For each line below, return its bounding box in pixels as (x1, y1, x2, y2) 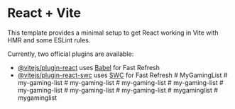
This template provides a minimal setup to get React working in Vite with (7, 28, 219, 37)
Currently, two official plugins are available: (7, 50, 134, 58)
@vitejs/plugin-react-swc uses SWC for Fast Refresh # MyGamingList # (17, 71, 228, 79)
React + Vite (7, 5, 82, 21)
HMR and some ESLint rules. (7, 35, 91, 44)
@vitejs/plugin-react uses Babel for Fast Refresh (17, 63, 160, 71)
